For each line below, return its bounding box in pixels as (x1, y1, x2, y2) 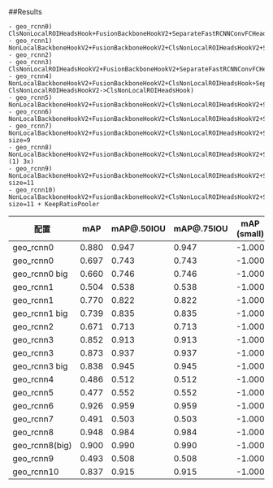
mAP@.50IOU (110, 223, 167, 234)
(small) (236, 228, 264, 239)
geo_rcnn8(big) (12, 440, 72, 451)
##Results (8, 7, 42, 16)
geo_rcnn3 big (12, 361, 68, 372)
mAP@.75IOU (173, 223, 228, 234)
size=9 (8, 136, 31, 145)
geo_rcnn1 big (12, 308, 68, 319)
